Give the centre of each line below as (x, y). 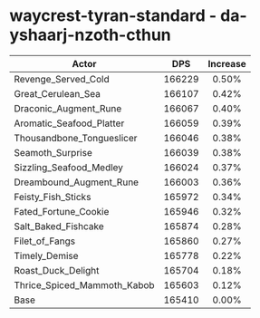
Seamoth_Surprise (53, 152)
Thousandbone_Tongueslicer (76, 138)
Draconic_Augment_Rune (68, 108)
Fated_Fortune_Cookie (62, 211)
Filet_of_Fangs (44, 241)
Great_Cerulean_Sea (58, 93)
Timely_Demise (46, 255)
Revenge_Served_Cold (62, 79)
